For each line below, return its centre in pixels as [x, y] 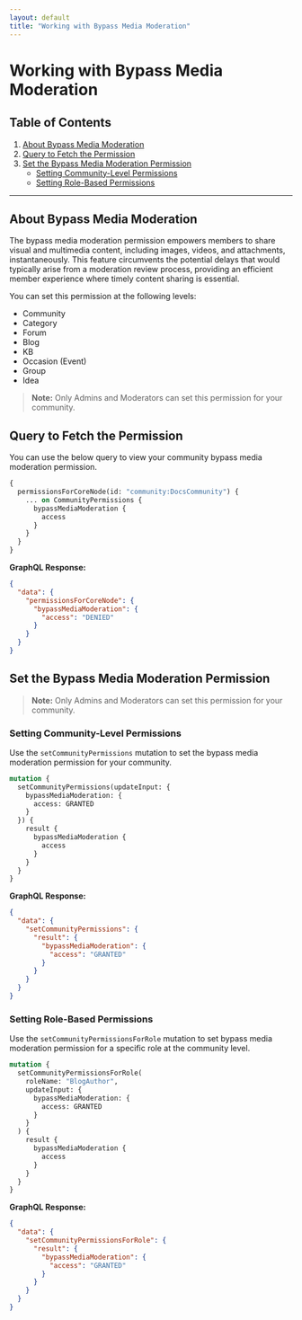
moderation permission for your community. [91, 762]
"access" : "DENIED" [78, 617]
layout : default [40, 18]
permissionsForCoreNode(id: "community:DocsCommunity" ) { [129, 492]
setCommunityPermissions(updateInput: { [94, 787]
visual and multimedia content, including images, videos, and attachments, [147, 250]
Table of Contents [61, 123]
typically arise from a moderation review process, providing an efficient [142, 270]
